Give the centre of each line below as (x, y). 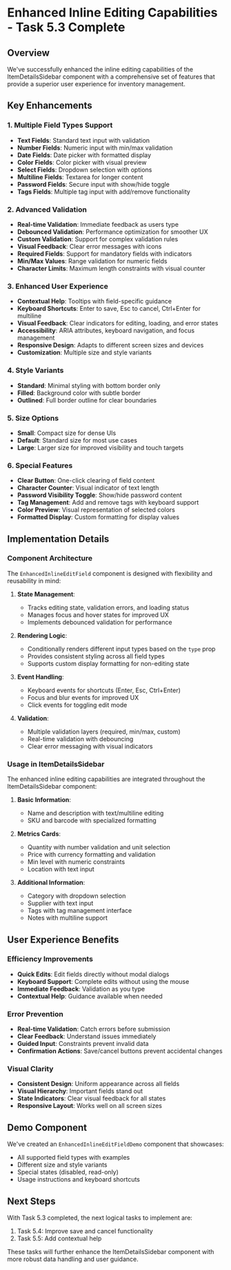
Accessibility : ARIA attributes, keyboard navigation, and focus (106, 331)
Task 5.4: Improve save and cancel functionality (85, 1231)
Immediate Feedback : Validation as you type (81, 989)
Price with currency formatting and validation (92, 855)
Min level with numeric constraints (76, 862)
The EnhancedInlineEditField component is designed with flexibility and (110, 573)
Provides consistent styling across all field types (96, 656)
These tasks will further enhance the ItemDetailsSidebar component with (111, 1252)
